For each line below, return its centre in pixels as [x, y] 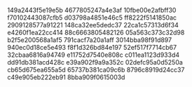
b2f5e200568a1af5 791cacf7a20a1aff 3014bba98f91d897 [90, 40]
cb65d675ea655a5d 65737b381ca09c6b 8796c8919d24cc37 [96, 70]
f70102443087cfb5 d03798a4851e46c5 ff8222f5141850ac [92, 18]
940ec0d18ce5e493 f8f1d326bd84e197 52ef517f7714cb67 [92, 47]
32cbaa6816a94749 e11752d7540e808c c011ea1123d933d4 [94, 55]
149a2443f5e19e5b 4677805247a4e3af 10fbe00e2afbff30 [92, 10]
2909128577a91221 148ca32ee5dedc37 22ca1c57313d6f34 [93, 25]
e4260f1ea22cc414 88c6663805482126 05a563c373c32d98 [96, 32]
